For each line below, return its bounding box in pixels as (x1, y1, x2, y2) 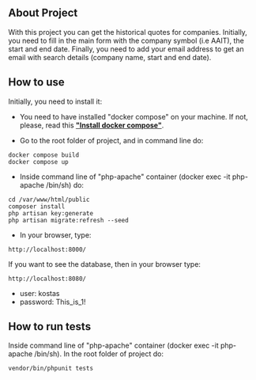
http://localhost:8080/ (8, 275, 87, 283)
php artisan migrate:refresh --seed (8, 216, 129, 224)
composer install (8, 202, 66, 211)
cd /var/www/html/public (8, 196, 90, 203)
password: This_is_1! (19, 297, 86, 306)
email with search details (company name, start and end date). (8, 52, 212, 62)
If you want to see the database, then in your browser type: (8, 259, 201, 268)
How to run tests (8, 320, 92, 333)
